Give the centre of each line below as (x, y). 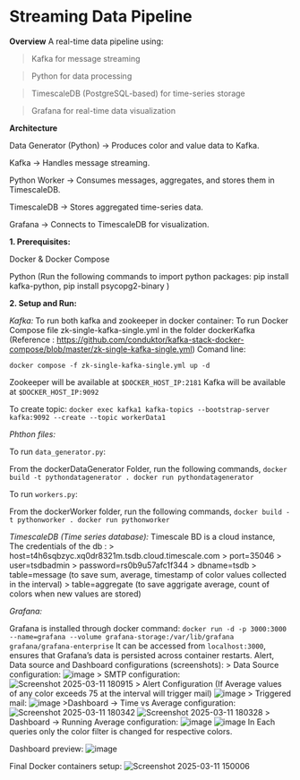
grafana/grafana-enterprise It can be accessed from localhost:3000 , (138, 646)
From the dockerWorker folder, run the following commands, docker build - (150, 511)
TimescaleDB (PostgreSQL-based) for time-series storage (138, 93)
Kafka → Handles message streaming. (80, 162)
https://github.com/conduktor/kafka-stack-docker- (150, 339)
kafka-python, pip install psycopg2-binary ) (90, 286)
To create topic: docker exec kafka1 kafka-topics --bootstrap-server (140, 408)
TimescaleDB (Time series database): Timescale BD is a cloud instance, (142, 536)
